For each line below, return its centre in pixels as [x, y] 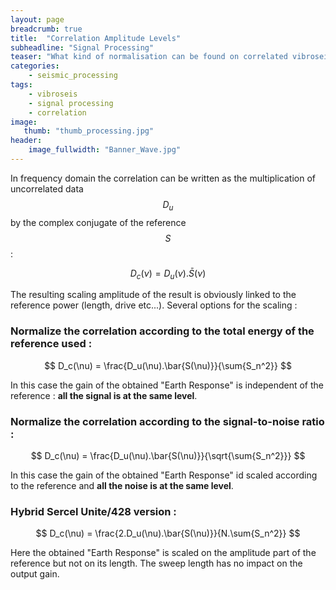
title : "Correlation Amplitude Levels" [96, 38]
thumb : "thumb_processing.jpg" [89, 131]
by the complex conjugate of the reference [98, 222]
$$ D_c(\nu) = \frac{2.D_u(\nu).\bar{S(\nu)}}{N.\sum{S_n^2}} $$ [168, 533]
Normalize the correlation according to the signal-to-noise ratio [167, 421]
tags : [21, 85]
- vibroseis [53, 94]
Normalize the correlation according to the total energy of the [162, 331]
